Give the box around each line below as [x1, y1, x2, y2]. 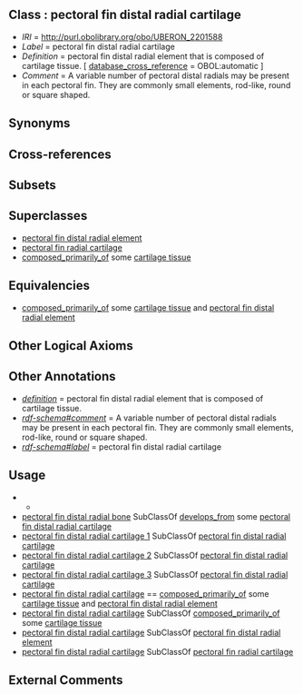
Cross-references [8, 146, 112, 162]
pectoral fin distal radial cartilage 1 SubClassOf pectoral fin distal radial [21, 530, 287, 541]
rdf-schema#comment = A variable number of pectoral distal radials [21, 412, 278, 423]
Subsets [8, 177, 56, 193]
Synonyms [8, 115, 71, 131]
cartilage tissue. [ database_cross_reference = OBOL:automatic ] [21, 60, 264, 71]
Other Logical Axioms [8, 338, 133, 353]
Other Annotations [8, 369, 116, 384]
